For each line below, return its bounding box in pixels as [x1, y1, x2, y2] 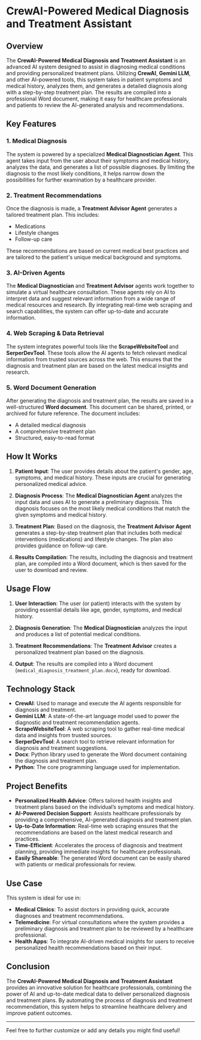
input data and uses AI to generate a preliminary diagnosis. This [14, 498, 172, 505]
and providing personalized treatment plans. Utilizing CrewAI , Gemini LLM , [6, 70, 191, 76]
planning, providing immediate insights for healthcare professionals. [14, 848, 182, 856]
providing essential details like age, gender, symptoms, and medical [14, 606, 182, 613]
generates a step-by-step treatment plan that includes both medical [14, 529, 182, 536]
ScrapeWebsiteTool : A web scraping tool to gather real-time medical [14, 725, 185, 732]
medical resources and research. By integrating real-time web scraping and [6, 302, 193, 309]
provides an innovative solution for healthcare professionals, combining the [6, 984, 192, 991]
